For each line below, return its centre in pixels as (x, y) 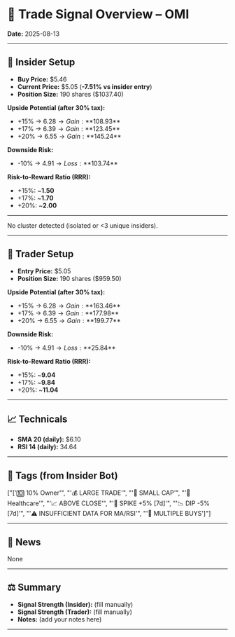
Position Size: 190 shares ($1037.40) (70, 94)
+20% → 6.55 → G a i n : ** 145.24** (69, 136)
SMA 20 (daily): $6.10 (49, 439)
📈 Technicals (37, 419)
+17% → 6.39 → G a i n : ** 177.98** (68, 313)
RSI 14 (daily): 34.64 (47, 447)
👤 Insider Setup (41, 62)
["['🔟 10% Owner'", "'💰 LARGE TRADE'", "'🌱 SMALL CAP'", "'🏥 (99, 493)
